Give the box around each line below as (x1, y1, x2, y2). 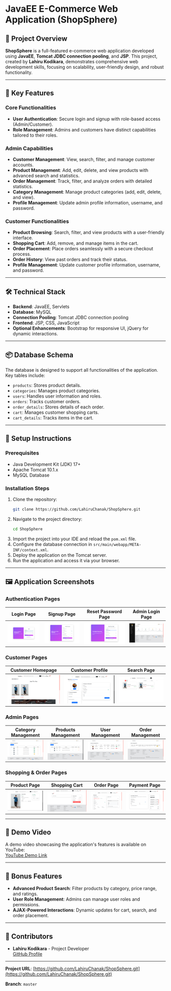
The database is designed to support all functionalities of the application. (5, 367, 159, 373)
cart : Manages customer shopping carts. (12, 409, 99, 415)
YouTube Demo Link (5, 852, 47, 858)
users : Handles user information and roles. (12, 393, 102, 399)
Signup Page (48, 611, 76, 617)
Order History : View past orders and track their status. (12, 256, 128, 263)
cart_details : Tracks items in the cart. (12, 414, 94, 421)
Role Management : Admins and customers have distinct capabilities (12, 126, 156, 133)
